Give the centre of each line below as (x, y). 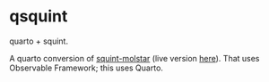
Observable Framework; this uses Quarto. (87, 68)
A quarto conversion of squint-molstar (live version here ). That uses (134, 58)
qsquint (39, 16)
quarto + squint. (39, 41)
